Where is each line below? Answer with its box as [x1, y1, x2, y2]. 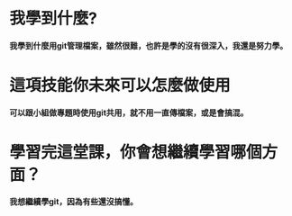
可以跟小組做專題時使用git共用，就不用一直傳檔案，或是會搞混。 [9, 107, 249, 118]
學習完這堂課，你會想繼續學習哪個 [9, 141, 263, 162]
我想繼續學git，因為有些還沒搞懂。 [9, 196, 138, 207]
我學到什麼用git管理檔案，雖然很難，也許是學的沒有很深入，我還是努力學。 [9, 40, 288, 50]
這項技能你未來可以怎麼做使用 [9, 75, 232, 95]
